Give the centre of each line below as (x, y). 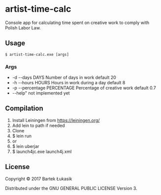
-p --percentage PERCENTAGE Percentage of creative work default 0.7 (84, 88)
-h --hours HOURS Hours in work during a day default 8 (69, 83)
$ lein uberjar (26, 146)
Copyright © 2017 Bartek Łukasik (39, 179)
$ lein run (22, 136)
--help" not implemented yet (41, 93)
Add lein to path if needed (39, 125)
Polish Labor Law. (23, 27)
